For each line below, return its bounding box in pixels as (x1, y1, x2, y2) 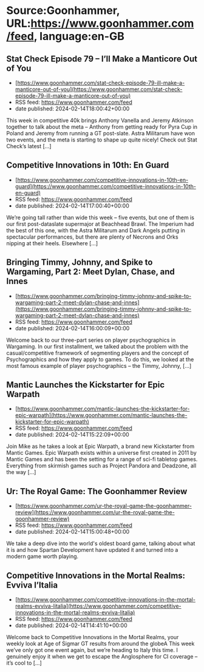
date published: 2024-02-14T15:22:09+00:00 (15, 431, 129, 438)
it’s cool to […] (6, 659, 42, 667)
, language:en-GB (33, 30, 124, 43)
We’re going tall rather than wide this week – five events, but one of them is (6, 214, 194, 221)
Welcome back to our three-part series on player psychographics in (6, 336, 176, 344)
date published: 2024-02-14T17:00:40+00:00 (15, 202, 129, 209)
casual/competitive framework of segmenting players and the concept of (6, 349, 189, 356)
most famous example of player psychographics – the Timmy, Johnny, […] (6, 362, 192, 369)
